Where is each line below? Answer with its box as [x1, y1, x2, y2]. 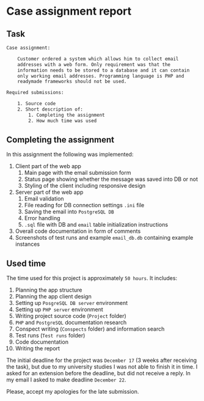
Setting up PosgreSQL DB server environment [15, 300, 128, 307]
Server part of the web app [15, 188, 84, 196]
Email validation [24, 195, 64, 202]
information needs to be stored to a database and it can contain [17, 67, 190, 73]
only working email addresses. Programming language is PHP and [17, 73, 184, 79]
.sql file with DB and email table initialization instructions [24, 221, 169, 229]
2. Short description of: [17, 106, 84, 112]
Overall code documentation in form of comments [15, 227, 141, 235]
